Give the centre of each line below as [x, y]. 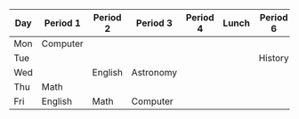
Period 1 [63, 23]
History [274, 58]
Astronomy [154, 72]
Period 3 [154, 23]
